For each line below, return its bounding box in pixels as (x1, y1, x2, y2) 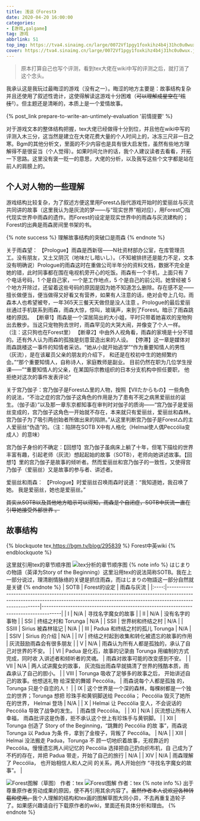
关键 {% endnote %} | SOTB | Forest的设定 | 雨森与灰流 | (11, 583, 150, 591)
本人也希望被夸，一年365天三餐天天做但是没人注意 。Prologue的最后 (11, 299, 180, 306)
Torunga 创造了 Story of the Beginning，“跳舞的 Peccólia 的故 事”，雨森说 (6, 722, 187, 729)
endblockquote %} (6, 549, 52, 556)
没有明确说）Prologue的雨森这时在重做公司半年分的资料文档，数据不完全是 (6, 261, 190, 269)
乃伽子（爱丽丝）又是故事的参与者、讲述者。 (6, 466, 116, 473)
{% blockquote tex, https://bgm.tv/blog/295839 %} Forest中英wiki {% (6, 542, 176, 549)
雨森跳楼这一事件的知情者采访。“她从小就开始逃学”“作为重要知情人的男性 (6, 343, 186, 350)
